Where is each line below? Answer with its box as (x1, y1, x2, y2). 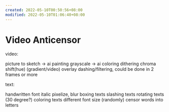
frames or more (5, 72, 38, 78)
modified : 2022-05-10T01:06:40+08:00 (5, 12, 85, 17)
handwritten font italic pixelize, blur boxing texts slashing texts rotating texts (5, 91, 164, 97)
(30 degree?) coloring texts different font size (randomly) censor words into (5, 97, 163, 103)
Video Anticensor (5, 34, 81, 46)
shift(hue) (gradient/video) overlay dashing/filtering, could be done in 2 (5, 66, 154, 72)
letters (5, 102, 19, 108)
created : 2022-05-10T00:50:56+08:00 (5, 7, 83, 13)
